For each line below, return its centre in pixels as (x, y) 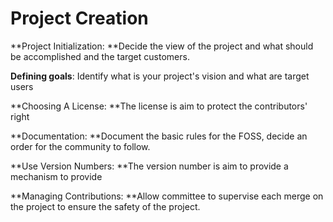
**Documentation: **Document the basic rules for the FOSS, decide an (159, 136)
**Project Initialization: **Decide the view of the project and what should (162, 46)
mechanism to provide (56, 176)
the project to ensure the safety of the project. (105, 206)
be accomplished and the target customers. (100, 56)
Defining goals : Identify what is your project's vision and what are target (160, 76)
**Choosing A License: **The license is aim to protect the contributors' (159, 106)
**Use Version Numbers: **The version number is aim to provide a (149, 166)
